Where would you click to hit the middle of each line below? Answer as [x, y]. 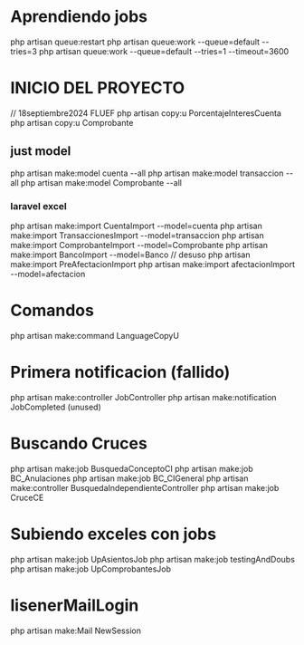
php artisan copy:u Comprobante [72, 122]
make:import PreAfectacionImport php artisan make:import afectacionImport [153, 264]
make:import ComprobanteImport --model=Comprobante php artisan [139, 245]
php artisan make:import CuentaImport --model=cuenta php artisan [137, 226]
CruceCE [27, 497]
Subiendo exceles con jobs [113, 534]
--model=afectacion [48, 274]
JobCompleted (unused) [56, 407]
